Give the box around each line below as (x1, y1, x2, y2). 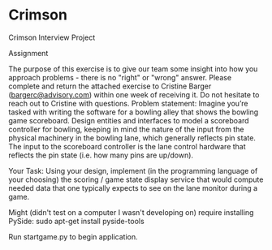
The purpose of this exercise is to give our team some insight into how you (8, 63, 258, 74)
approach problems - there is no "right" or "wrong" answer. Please (8, 72, 232, 82)
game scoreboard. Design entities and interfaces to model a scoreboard (8, 115, 249, 125)
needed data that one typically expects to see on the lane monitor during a (8, 183, 258, 192)
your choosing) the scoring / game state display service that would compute (8, 175, 264, 184)
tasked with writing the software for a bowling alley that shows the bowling (8, 107, 259, 117)
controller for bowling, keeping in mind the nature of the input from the (8, 124, 244, 134)
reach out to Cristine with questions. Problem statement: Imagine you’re (8, 98, 248, 108)
